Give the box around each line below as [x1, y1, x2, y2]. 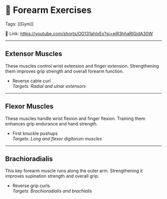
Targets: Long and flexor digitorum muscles [12, 135, 102, 141]
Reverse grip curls [12, 183, 50, 189]
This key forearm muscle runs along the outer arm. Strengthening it [5, 168, 143, 174]
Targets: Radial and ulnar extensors [12, 83, 86, 89]
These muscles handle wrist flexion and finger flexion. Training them [5, 115, 146, 121]
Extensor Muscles [5, 50, 63, 58]
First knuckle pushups [12, 130, 58, 136]
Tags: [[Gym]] [5, 21, 34, 27]
